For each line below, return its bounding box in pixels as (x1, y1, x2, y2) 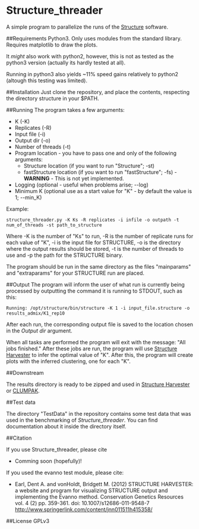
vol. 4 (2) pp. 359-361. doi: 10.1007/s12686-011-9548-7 (14, 499, 150, 506)
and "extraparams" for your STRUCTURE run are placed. (6, 269, 144, 276)
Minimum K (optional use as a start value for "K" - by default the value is (14, 187, 192, 194)
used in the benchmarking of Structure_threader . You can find (6, 416, 158, 424)
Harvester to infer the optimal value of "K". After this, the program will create (6, 351, 193, 358)
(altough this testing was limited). (6, 77, 88, 84)
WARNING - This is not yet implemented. (23, 175, 124, 182)
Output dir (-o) (14, 136, 50, 144)
